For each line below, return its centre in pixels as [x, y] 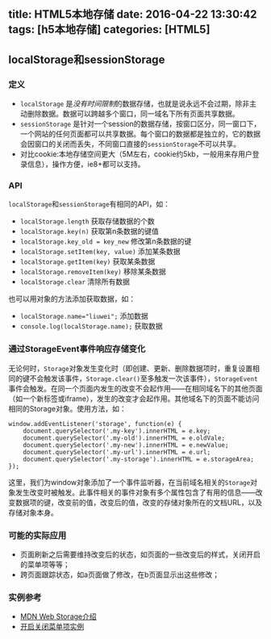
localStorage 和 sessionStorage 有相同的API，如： [90, 204]
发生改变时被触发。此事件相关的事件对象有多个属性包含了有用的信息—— [135, 492]
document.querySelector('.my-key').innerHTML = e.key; [117, 431]
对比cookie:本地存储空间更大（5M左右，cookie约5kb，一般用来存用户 [136, 154]
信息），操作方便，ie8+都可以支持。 [86, 165]
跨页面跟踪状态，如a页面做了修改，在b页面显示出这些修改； [120, 574]
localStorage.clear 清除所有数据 [75, 282]
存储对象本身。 [33, 512]
